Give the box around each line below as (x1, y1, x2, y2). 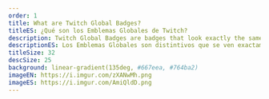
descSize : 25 (8, 57, 52, 65)
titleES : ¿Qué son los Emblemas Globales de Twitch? (8, 26, 188, 34)
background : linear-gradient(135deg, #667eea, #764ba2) (8, 64, 199, 72)
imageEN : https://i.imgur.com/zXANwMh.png (8, 71, 152, 79)
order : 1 (8, 11, 38, 20)
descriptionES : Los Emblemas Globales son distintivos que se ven (8, 42, 235, 49)
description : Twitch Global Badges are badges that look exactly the (8, 34, 246, 42)
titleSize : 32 (8, 49, 56, 57)
